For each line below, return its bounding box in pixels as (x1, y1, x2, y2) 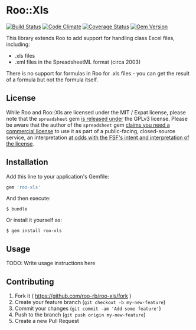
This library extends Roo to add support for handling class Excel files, (6, 34, 175, 41)
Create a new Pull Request (14, 318, 80, 325)
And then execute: (6, 195, 51, 202)
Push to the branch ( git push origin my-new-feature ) (14, 311, 146, 318)
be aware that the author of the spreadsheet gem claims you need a (6, 121, 170, 128)
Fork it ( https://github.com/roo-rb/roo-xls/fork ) (14, 292, 132, 299)
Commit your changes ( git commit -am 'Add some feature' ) (14, 305, 161, 312)
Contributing (6, 276, 54, 286)
